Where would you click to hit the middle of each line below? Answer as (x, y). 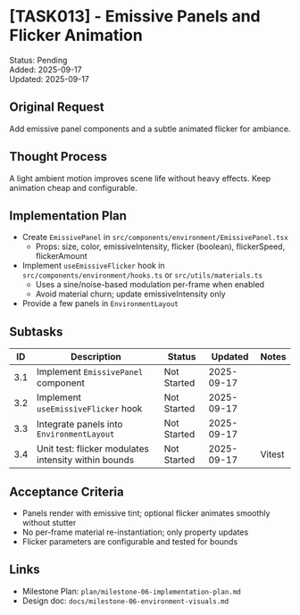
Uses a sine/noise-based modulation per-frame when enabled (150, 285)
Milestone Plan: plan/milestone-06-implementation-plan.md (131, 591)
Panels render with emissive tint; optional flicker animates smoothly (146, 513)
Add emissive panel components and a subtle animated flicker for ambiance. (150, 129)
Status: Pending (38, 60)
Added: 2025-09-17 (46, 70)
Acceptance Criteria (67, 491)
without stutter (49, 523)
